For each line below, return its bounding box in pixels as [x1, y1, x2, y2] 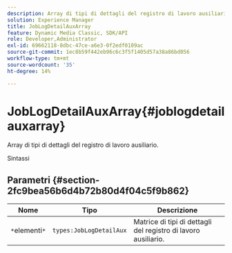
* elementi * [10, 225, 46, 235]
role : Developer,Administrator [7, 36, 97, 43]
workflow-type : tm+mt [7, 55, 70, 62]
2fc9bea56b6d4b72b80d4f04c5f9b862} [7, 185, 190, 196]
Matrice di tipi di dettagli [133, 217, 212, 227]
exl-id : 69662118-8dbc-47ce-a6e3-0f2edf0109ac [7, 42, 144, 49]
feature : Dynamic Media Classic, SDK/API [7, 29, 128, 37]
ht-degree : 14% [7, 68, 51, 74]
